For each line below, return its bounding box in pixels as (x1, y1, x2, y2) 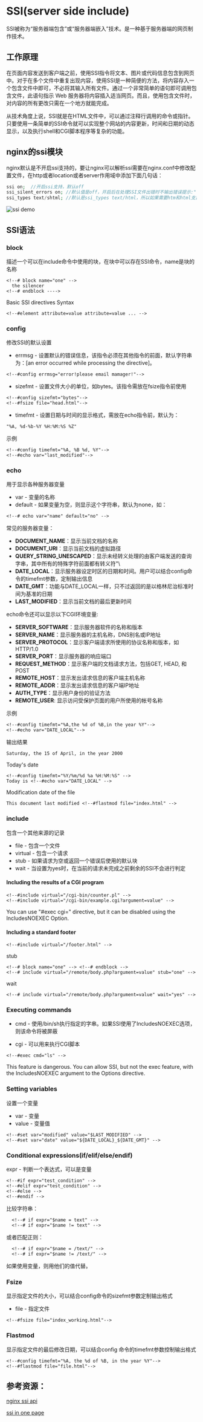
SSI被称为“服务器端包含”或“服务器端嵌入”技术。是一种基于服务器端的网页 (6, 25, 188, 32)
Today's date (6, 761, 39, 769)
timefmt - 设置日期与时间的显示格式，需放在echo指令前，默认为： (14, 411, 179, 419)
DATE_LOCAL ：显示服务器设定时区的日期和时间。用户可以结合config (14, 567, 187, 575)
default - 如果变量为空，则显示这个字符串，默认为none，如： (14, 501, 167, 509)
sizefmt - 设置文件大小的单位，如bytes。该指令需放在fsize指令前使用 (14, 383, 187, 390)
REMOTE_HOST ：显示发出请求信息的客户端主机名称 (14, 674, 146, 682)
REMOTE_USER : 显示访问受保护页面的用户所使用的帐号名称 (14, 697, 163, 704)
